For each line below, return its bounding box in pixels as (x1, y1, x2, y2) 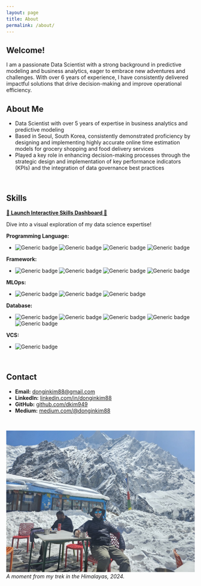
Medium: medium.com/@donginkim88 (14, 407, 111, 414)
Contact (6, 372, 37, 382)
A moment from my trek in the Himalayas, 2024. (6, 572, 125, 580)
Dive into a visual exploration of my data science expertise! (6, 220, 151, 227)
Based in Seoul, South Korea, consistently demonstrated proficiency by (14, 132, 191, 139)
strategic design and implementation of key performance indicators (14, 158, 181, 165)
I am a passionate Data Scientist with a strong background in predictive (6, 61, 182, 68)
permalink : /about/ (6, 22, 55, 28)
